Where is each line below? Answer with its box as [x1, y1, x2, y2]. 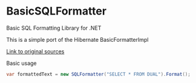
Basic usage [6, 59, 38, 67]
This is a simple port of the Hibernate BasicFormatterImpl [6, 36, 149, 43]
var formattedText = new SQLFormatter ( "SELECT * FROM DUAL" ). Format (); [6, 71, 191, 77]
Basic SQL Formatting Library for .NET [6, 24, 102, 32]
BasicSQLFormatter [6, 4, 107, 18]
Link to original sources [6, 47, 65, 55]
